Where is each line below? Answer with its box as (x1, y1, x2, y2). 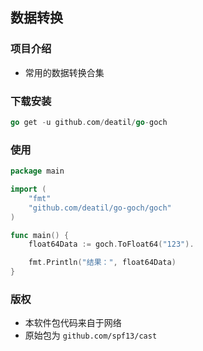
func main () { (10, 230, 70, 240)
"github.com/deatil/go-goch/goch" (28, 203, 172, 213)
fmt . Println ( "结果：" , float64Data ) (28, 258, 177, 268)
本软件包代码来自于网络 (24, 317, 122, 329)
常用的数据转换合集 (24, 66, 105, 78)
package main (10, 166, 65, 177)
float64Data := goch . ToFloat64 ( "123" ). (28, 239, 195, 250)
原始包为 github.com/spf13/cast (24, 329, 158, 342)
